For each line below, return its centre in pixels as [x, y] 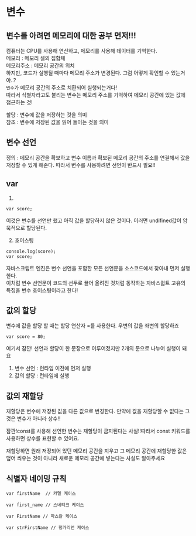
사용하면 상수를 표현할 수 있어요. [43, 438]
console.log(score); [31, 251]
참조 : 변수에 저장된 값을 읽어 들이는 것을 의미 [58, 122]
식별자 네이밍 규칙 [36, 479]
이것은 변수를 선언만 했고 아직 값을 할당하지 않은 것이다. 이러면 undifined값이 [94, 220]
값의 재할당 [25, 396]
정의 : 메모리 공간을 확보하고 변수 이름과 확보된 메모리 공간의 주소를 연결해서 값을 [98, 158]
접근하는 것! [20, 102]
